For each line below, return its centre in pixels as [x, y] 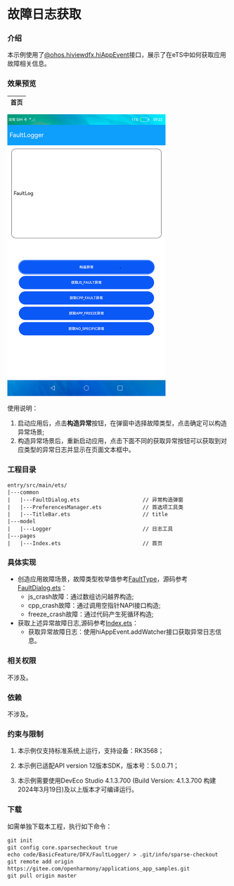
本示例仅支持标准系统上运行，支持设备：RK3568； [91, 751]
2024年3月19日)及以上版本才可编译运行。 [78, 790]
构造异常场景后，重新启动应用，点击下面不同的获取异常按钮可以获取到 [119, 440]
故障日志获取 [45, 14]
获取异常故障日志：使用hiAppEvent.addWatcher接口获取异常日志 [122, 632]
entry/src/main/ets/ [38, 486]
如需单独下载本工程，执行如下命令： [60, 826]
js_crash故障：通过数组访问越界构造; [81, 597]
